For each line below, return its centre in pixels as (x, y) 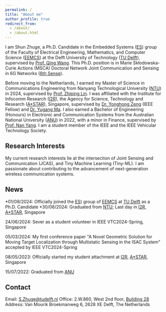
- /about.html (24, 33)
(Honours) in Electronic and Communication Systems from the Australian (80, 115)
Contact (18, 287)
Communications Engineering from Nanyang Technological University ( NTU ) (83, 88)
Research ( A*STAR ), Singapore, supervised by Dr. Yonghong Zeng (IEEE (79, 104)
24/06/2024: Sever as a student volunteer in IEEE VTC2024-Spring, (75, 222)
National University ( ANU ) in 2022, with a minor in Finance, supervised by (81, 120)
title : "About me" (24, 14)
